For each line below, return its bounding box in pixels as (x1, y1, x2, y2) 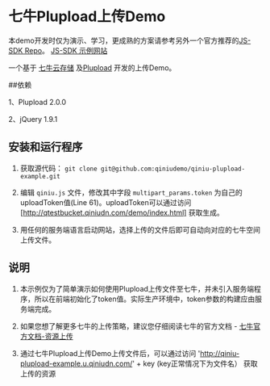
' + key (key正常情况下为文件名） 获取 (131, 359, 258, 368)
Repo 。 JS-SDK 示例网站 (24, 45, 108, 55)
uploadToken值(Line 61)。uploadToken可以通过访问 (19, 197, 192, 207)
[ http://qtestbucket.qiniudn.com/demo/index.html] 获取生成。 (19, 208, 224, 217)
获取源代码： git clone (19, 163, 98, 173)
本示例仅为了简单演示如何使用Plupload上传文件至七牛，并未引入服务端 (19, 283, 255, 293)
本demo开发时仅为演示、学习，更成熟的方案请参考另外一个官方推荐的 (8, 36, 239, 45)
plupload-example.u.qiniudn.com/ (19, 359, 133, 368)
